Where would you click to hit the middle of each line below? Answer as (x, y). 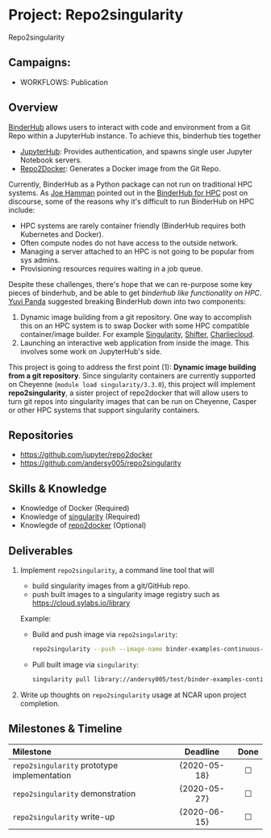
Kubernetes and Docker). (62, 234)
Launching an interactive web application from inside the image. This (135, 343)
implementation (42, 775)
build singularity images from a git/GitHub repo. (111, 586)
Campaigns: (40, 63)
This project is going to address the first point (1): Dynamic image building (132, 367)
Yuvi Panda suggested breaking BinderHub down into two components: (127, 301)
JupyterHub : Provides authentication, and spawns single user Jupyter (136, 151)
